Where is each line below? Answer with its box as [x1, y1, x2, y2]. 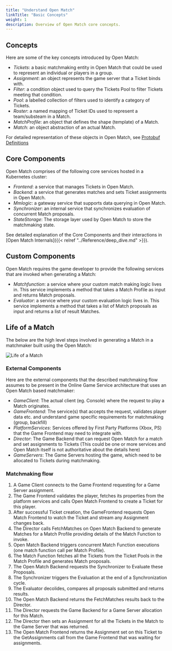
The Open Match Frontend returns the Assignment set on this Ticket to [13, 629, 163, 635]
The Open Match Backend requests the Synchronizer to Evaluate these [13, 564, 163, 570]
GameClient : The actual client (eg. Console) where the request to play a [13, 397, 165, 403]
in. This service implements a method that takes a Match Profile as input [13, 286, 166, 292]
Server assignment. [13, 487, 55, 494]
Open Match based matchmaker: [6, 387, 75, 393]
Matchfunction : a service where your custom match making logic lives [13, 281, 162, 287]
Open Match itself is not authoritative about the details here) [13, 446, 140, 452]
